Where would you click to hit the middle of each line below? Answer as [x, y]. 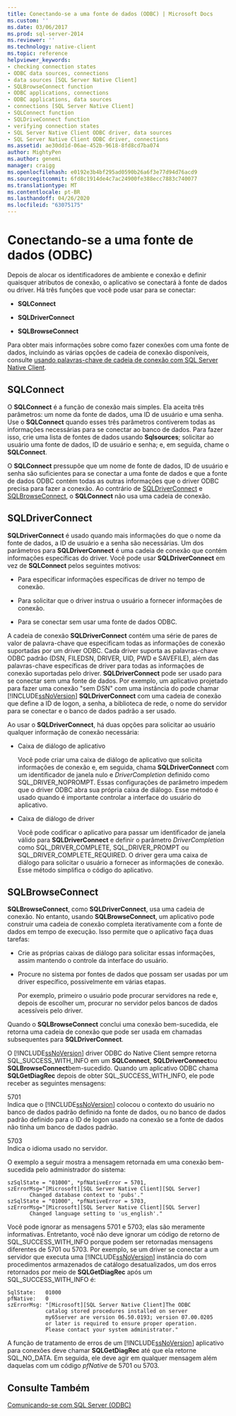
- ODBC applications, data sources [60, 100]
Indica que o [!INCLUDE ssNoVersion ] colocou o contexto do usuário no [111, 1105]
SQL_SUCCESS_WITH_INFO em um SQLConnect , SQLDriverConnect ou [112, 1061]
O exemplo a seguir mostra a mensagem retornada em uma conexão [107, 1162]
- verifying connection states [53, 126]
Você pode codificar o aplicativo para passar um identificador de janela [122, 832]
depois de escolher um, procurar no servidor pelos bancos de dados [117, 1003]
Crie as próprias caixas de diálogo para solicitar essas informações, [116, 953]
